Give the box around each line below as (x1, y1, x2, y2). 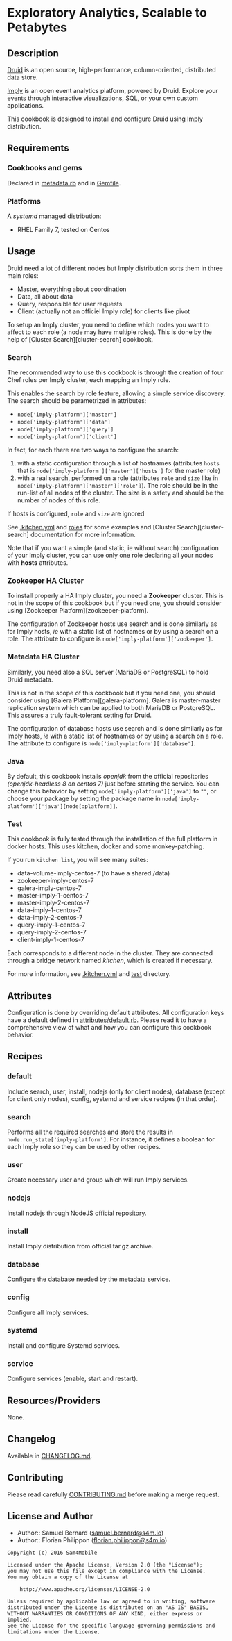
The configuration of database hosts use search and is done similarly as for (7, 724, 223, 732)
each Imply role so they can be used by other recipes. (7, 1143, 161, 1151)
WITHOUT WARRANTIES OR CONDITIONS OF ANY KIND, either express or (7, 1610, 203, 1617)
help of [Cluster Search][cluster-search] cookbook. (7, 335, 154, 343)
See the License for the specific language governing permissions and (7, 1622, 215, 1630)
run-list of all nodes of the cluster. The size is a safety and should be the (17, 488, 224, 497)
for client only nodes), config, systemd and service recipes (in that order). (7, 1094, 218, 1103)
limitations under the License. (7, 1628, 100, 1635)
